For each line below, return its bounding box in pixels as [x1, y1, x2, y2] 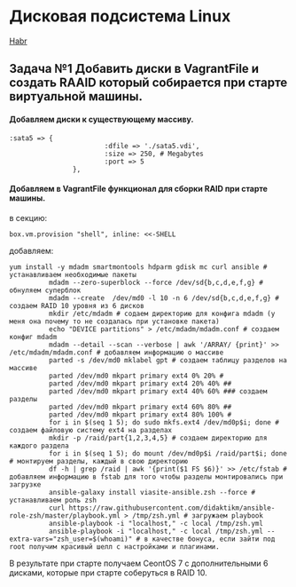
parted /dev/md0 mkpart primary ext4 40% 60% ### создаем [48, 386, 268, 396]
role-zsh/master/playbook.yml [9, 511, 121, 520]
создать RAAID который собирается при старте [9, 75, 288, 91]
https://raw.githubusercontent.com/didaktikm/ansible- [68, 504, 276, 512]
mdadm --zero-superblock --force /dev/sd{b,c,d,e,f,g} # [48, 278, 264, 287]
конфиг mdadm [9, 332, 58, 341]
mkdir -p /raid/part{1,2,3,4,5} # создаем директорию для [48, 433, 268, 442]
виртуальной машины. [9, 89, 144, 104]
